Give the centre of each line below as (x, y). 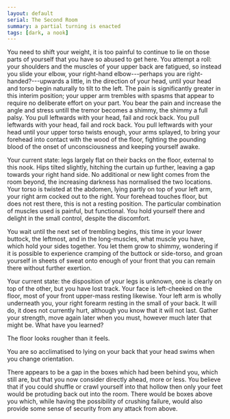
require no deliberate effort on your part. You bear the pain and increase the (114, 103)
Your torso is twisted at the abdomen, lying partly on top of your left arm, (110, 189)
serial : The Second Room (42, 20)
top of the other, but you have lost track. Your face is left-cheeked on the (110, 289)
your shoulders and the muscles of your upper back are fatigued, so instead (114, 67)
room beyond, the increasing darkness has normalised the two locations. (110, 182)
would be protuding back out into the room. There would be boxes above (110, 394)
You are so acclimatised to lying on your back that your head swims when (111, 352)
